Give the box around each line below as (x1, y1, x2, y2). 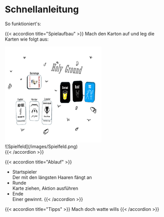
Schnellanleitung (5, 4, 79, 15)
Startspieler (12, 169, 37, 175)
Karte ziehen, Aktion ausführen (12, 185, 78, 191)
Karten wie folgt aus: (5, 36, 49, 42)
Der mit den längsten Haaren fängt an (12, 174, 92, 180)
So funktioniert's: (5, 21, 42, 27)
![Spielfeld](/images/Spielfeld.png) (5, 143, 78, 150)
